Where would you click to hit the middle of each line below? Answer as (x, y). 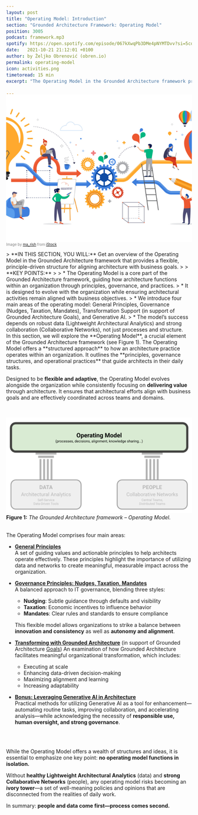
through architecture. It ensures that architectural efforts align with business (98, 392)
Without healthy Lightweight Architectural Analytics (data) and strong (93, 775)
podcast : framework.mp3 (35, 38)
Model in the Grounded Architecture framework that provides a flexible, (93, 261)
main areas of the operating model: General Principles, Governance (88, 305)
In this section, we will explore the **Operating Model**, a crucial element (96, 336)
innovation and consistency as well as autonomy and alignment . (95, 631)
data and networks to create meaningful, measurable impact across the (101, 565)
